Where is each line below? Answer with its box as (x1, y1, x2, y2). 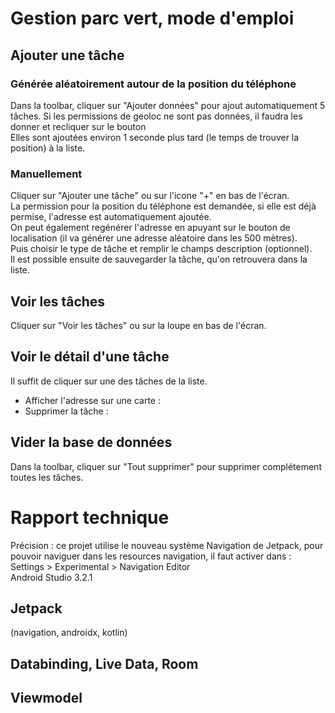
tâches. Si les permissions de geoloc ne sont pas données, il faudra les (10, 110, 303, 122)
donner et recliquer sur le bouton (10, 120, 147, 132)
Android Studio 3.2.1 (10, 571, 93, 583)
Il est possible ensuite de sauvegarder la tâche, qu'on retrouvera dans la (10, 253, 308, 266)
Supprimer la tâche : (24, 405, 109, 417)
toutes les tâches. (10, 471, 84, 483)
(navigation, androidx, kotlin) (10, 627, 128, 639)
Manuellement (10, 167, 83, 181)
